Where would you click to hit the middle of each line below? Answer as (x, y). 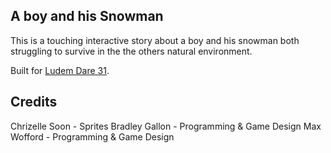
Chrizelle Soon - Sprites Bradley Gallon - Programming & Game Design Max (166, 126)
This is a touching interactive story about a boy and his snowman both (155, 40)
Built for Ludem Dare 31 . (60, 70)
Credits (34, 102)
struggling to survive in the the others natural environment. (131, 51)
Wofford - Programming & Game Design (92, 136)
